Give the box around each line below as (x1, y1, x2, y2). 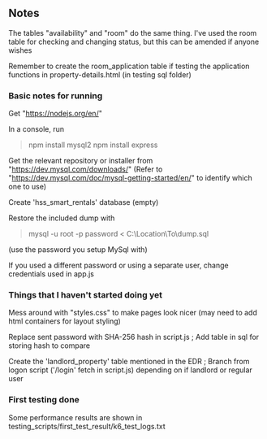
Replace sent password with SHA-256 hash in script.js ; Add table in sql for (8, 333, 260, 342)
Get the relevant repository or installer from (8, 156, 153, 166)
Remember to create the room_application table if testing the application (8, 61, 250, 71)
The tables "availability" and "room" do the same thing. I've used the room (8, 28, 257, 37)
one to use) (8, 182, 47, 192)
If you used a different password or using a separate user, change (8, 260, 229, 271)
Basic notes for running (8, 89, 103, 101)
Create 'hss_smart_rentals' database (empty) (8, 198, 159, 207)
